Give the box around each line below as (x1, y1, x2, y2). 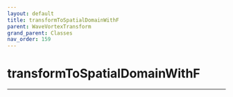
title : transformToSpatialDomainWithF (7, 17, 119, 24)
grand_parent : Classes (7, 29, 73, 37)
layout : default (7, 10, 54, 17)
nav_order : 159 (7, 36, 51, 43)
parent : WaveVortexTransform (7, 23, 92, 30)
